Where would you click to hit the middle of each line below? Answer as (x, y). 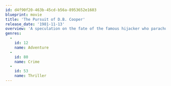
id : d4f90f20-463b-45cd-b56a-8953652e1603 (51, 10)
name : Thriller (31, 76)
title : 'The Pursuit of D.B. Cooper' (45, 19)
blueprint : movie (24, 15)
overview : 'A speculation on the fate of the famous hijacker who (77, 29)
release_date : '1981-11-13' (35, 24)
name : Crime (27, 62)
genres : (13, 33)
